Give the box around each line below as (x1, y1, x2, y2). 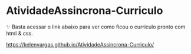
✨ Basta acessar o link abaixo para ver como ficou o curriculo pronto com (6, 23, 186, 30)
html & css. (6, 30, 34, 37)
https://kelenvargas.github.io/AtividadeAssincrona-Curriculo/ (6, 41, 154, 48)
